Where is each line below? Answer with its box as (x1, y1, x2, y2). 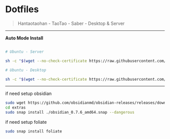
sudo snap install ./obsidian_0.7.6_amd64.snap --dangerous (5, 110, 135, 115)
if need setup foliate (5, 119, 47, 125)
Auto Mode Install (5, 34, 44, 41)
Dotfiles (5, 4, 39, 15)
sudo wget (5, 100, 26, 106)
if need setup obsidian (5, 90, 52, 97)
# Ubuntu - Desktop (5, 67, 47, 73)
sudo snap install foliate (5, 129, 62, 134)
